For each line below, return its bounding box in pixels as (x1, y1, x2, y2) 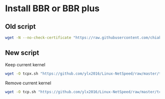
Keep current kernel (5, 61, 46, 67)
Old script (5, 22, 36, 31)
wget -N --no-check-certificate (5, 35, 71, 40)
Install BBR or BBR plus (5, 3, 100, 14)
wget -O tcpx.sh (5, 71, 38, 76)
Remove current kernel (5, 80, 52, 86)
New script (5, 49, 39, 57)
